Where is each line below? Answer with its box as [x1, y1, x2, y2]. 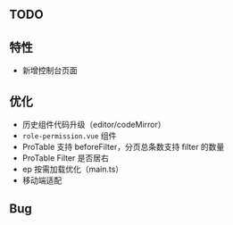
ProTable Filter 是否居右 [21, 153, 110, 163]
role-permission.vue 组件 [21, 130, 117, 141]
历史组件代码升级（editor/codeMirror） [21, 120, 166, 130]
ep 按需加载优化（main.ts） [21, 164, 124, 175]
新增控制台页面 [21, 65, 78, 76]
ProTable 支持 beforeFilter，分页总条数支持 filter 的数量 [21, 142, 225, 153]
